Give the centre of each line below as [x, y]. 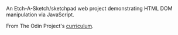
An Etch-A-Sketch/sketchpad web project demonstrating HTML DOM [89, 8]
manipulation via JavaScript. [40, 15]
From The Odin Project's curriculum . [50, 26]
